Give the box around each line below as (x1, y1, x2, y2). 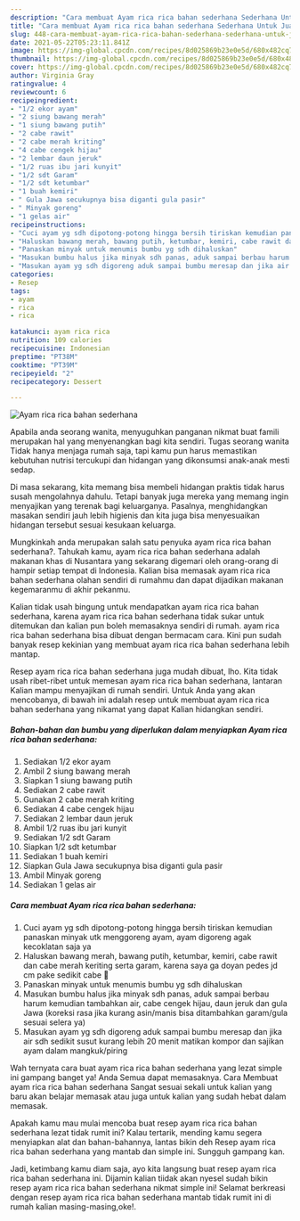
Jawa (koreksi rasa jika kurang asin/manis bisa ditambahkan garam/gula (22, 1008, 288, 1019)
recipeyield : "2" (10, 369, 75, 378)
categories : (10, 270, 54, 279)
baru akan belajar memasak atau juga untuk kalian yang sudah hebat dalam (10, 1091, 287, 1102)
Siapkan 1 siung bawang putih (22, 775, 133, 786)
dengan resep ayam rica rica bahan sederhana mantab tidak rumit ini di (10, 1192, 272, 1203)
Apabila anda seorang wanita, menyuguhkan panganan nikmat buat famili (10, 427, 280, 438)
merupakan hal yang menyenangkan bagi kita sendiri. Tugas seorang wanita (10, 436, 290, 447)
